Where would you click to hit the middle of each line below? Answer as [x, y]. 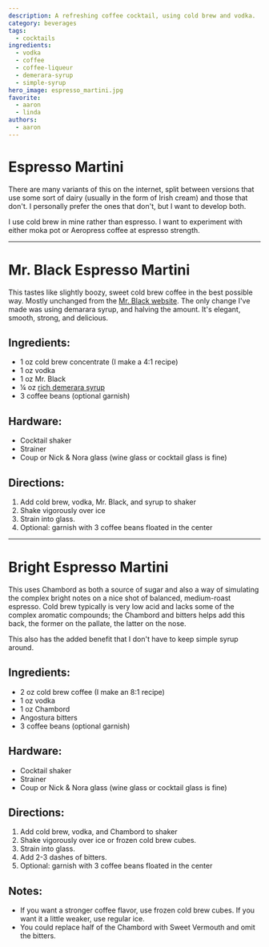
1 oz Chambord [45, 708]
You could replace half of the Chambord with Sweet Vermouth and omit [138, 927]
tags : [17, 30]
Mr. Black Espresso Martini [99, 270]
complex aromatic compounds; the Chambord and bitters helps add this [127, 615]
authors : [23, 120]
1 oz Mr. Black [43, 379]
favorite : [25, 98]
